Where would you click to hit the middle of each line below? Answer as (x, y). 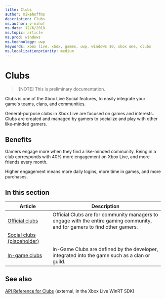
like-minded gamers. (26, 124)
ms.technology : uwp (25, 42)
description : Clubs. (26, 19)
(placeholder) (23, 241)
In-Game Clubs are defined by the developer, (105, 249)
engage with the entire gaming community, (102, 221)
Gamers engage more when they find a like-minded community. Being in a (81, 152)
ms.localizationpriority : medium (40, 51)
